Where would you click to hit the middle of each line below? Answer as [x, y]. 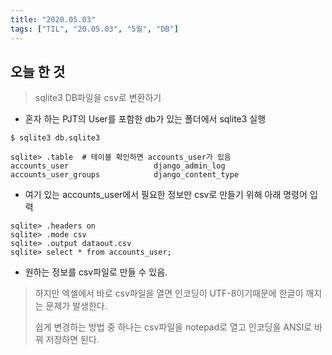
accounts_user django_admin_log [118, 166]
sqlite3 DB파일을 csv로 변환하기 [98, 98]
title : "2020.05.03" [53, 19]
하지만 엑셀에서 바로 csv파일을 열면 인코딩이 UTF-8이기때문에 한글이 [169, 293]
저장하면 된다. [72, 340]
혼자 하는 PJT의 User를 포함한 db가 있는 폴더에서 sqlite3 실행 [145, 119]
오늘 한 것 [38, 71]
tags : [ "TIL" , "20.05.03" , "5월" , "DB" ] [94, 29]
